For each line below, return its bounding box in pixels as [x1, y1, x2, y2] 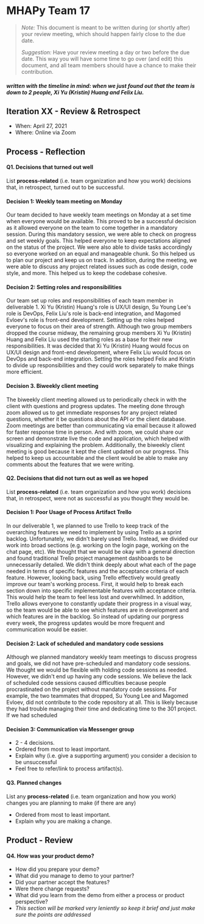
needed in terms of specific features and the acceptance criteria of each [6, 567, 189, 575]
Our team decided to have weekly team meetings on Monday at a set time [6, 211, 192, 218]
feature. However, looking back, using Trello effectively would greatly [6, 574, 180, 581]
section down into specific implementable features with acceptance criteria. [6, 587, 197, 594]
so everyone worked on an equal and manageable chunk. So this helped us [6, 250, 195, 257]
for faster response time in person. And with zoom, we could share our [6, 428, 184, 435]
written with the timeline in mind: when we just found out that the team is [6, 82, 195, 89]
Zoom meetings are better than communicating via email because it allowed [6, 421, 197, 429]
